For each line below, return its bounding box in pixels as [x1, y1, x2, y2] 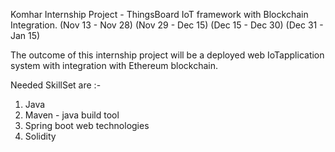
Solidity [24, 130, 57, 142]
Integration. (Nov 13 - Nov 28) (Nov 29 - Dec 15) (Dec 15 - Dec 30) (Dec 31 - [10, 19, 324, 31]
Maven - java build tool [24, 109, 120, 121]
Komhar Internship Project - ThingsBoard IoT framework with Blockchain [10, 9, 309, 20]
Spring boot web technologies [24, 120, 150, 131]
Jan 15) [10, 30, 41, 41]
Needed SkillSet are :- [10, 79, 102, 91]
